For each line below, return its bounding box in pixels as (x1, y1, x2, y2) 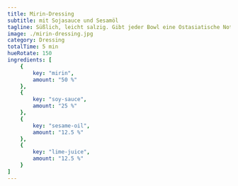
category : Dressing (7, 37, 65, 44)
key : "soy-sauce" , (33, 96, 87, 103)
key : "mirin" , (33, 69, 74, 76)
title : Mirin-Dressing (7, 10, 74, 18)
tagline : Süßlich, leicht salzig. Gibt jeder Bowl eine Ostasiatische (7, 23, 220, 30)
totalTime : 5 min (7, 43, 59, 50)
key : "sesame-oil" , (33, 122, 91, 129)
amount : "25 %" (33, 103, 78, 110)
